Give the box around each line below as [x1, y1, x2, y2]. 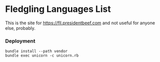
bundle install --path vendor [5, 49, 68, 54]
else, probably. [5, 25, 36, 31]
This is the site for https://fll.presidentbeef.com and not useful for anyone [5, 20, 156, 26]
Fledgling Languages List [5, 3, 111, 15]
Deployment [5, 37, 36, 44]
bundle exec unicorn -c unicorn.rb [5, 53, 79, 58]
